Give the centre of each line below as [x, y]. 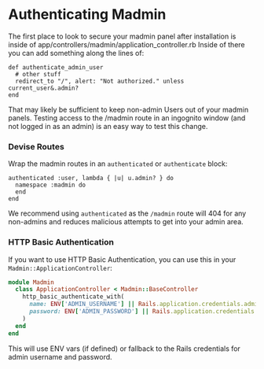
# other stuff [38, 74]
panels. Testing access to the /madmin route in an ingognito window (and [127, 118]
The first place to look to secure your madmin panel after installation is [122, 36]
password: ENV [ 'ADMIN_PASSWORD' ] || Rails [99, 312]
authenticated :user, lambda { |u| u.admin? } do [91, 179]
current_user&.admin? [44, 88]
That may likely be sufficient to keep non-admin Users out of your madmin [128, 109]
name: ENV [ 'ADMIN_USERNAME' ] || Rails [92, 304]
